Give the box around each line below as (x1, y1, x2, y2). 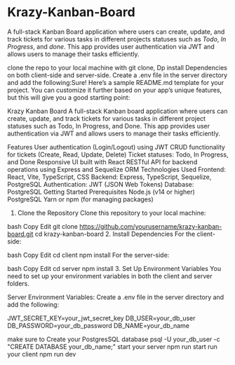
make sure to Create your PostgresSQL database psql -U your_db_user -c (7, 335, 221, 343)
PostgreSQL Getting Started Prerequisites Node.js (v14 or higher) (7, 187, 195, 196)
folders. (7, 279, 29, 288)
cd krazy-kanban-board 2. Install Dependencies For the (34, 230, 196, 238)
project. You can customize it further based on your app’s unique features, (7, 86, 222, 94)
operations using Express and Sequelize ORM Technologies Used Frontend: (7, 165, 226, 173)
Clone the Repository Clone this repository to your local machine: (17, 208, 206, 217)
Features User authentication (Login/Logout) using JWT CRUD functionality (7, 142, 226, 151)
